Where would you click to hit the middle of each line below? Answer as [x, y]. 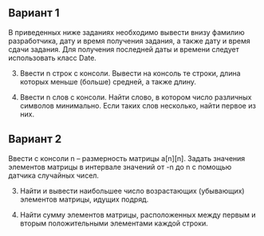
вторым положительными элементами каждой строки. [114, 223]
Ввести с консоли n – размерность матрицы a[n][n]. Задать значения [127, 158]
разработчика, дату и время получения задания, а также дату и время [129, 41]
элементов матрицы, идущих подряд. [84, 199]
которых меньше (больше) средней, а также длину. [108, 81]
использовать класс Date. [53, 57]
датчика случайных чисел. [54, 175]
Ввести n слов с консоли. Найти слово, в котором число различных [136, 97]
